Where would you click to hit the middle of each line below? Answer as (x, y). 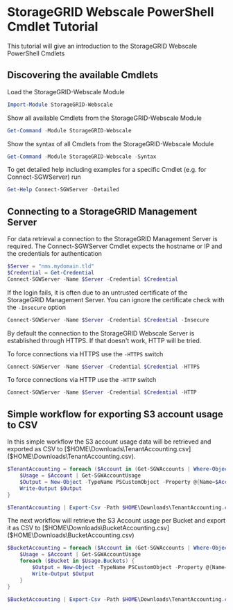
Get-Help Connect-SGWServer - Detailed (63, 190)
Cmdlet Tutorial (53, 27)
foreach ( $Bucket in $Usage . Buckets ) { (77, 561)
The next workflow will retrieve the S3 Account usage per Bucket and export (116, 521)
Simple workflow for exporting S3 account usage (115, 414)
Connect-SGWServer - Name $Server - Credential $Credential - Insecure (108, 320)
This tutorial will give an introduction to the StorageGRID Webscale (102, 46)
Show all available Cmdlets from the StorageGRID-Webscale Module (105, 118)
